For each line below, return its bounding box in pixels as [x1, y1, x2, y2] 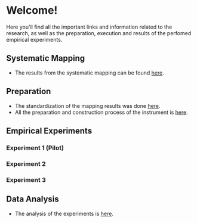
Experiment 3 [6, 175, 46, 184]
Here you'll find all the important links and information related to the [6, 23, 173, 30]
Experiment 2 [6, 159, 46, 168]
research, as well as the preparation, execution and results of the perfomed [6, 29, 192, 36]
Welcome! [6, 4, 58, 17]
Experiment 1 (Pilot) [6, 144, 64, 152]
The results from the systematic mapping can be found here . [14, 69, 164, 76]
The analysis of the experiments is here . [14, 210, 114, 217]
